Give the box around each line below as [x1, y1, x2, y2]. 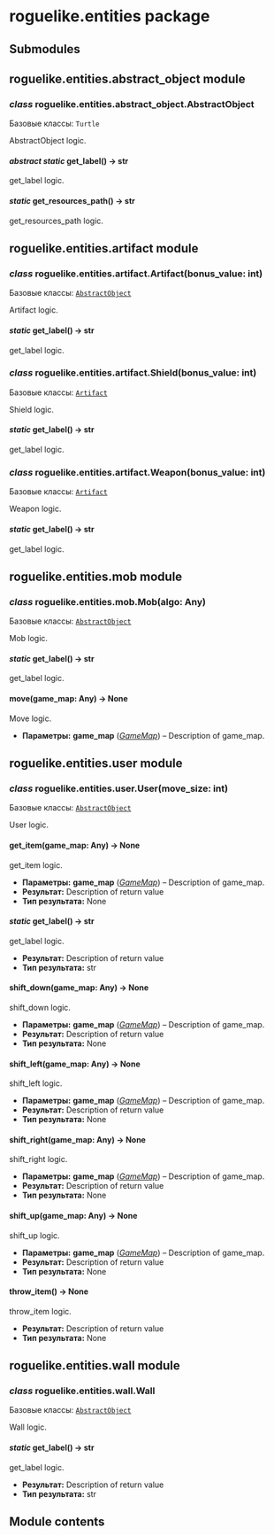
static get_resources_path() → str [9, 196, 135, 206]
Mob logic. [9, 633, 49, 644]
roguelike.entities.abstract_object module [9, 71, 246, 86]
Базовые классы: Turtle [9, 118, 100, 129]
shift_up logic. [9, 1229, 60, 1241]
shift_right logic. [9, 1154, 68, 1165]
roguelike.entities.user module [9, 756, 183, 771]
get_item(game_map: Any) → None [9, 840, 141, 850]
